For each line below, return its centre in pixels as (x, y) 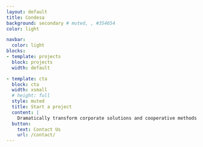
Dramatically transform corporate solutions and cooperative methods (107, 118)
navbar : (16, 40)
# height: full (31, 96)
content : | (26, 113)
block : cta (26, 84)
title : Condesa (26, 18)
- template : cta (27, 79)
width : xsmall (29, 90)
